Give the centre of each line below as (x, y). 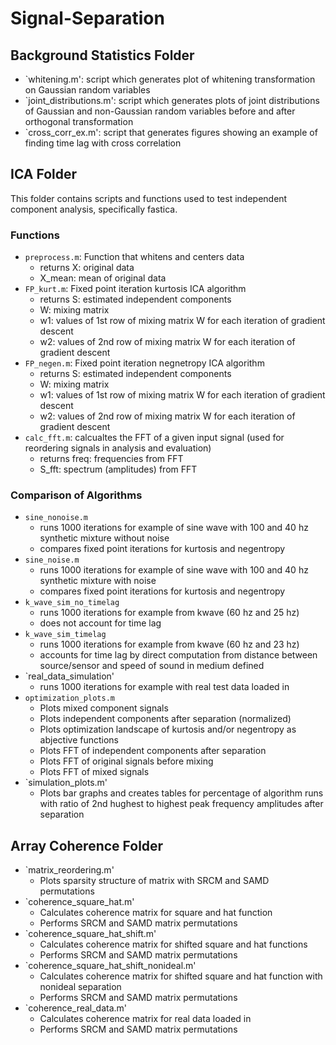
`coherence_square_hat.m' (79, 902)
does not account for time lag (100, 623)
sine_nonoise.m (56, 518)
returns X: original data (87, 268)
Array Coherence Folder (87, 845)
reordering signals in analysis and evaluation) (118, 448)
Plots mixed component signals (104, 708)
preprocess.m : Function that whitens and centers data (134, 257)
